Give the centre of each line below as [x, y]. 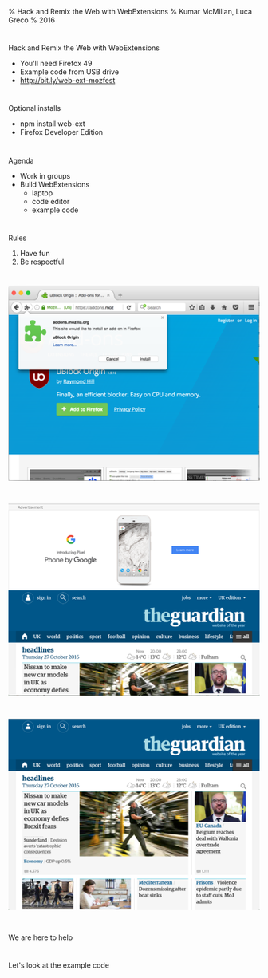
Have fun [35, 253]
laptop [42, 193]
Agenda [21, 160]
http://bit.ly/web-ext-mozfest [67, 81]
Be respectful [42, 262]
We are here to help [41, 937]
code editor [51, 201]
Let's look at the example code [59, 965]
